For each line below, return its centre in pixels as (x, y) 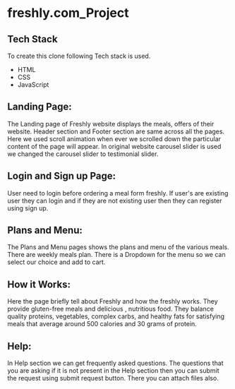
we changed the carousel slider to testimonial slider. (83, 154)
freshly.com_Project (68, 13)
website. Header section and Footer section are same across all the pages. (116, 131)
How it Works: (39, 284)
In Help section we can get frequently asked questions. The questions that (115, 363)
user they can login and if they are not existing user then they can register (115, 201)
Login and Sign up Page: (62, 176)
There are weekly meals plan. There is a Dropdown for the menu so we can (116, 255)
